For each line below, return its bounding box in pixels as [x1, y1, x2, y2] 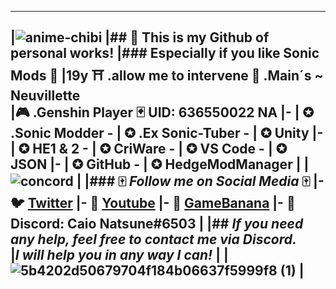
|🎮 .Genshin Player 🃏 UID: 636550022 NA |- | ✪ [10, 104, 315, 121]
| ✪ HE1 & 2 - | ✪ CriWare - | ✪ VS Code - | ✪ [10, 141, 288, 158]
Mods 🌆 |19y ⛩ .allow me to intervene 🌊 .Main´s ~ [10, 67, 324, 85]
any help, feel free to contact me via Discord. [10, 231, 297, 248]
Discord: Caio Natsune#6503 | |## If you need [10, 216, 304, 233]
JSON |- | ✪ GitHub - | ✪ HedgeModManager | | [10, 156, 310, 173]
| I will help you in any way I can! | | [10, 247, 229, 264]
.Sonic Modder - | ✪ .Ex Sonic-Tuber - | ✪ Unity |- [10, 125, 324, 142]
